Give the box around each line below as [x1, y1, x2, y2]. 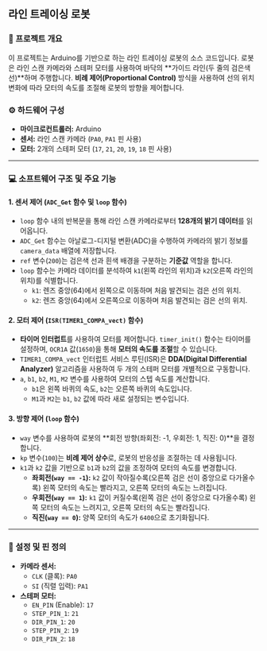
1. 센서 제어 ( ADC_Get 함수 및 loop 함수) [8, 197, 127, 207]
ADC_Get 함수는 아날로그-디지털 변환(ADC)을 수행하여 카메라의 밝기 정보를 [19, 236, 249, 246]
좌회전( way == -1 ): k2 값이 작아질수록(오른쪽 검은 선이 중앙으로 [31, 472, 228, 482]
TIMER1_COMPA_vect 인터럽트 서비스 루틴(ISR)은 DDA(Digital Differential [19, 355, 248, 364]
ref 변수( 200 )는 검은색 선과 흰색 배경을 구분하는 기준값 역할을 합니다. [19, 256, 233, 265]
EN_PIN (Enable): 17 [31, 599, 94, 610]
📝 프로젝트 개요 [8, 33, 63, 45]
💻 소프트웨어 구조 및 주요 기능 [8, 173, 117, 184]
